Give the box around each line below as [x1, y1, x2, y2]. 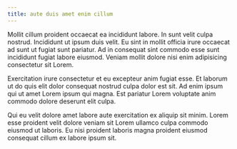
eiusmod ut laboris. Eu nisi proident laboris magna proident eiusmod [7, 125, 208, 134]
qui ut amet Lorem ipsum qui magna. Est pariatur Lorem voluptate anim [7, 89, 216, 98]
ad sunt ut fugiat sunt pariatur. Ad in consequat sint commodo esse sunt [7, 45, 220, 53]
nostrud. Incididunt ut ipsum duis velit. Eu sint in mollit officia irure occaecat [7, 37, 231, 46]
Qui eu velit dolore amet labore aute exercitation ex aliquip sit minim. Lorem [7, 111, 228, 119]
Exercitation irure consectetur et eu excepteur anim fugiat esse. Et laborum [7, 74, 228, 83]
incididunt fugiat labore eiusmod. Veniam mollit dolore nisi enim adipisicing [7, 53, 227, 61]
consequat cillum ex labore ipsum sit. [7, 133, 117, 142]
